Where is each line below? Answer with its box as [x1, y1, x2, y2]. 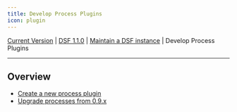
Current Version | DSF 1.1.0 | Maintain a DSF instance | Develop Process [7, 36, 215, 44]
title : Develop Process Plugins [7, 10, 102, 18]
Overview [7, 70, 51, 82]
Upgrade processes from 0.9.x [17, 97, 107, 106]
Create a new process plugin [17, 89, 102, 98]
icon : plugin [7, 17, 46, 24]
